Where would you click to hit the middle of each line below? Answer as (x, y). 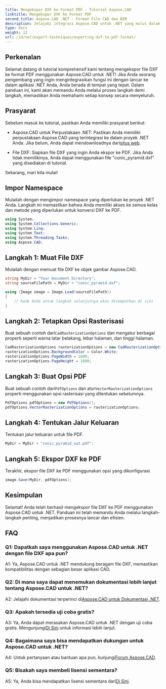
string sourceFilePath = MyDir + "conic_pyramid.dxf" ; (63, 283)
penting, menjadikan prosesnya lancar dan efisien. (73, 517)
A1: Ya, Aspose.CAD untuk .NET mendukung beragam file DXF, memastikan (82, 564)
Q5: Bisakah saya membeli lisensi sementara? (61, 670)
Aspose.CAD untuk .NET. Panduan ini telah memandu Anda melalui (73, 512)
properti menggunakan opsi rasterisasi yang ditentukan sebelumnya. (75, 393)
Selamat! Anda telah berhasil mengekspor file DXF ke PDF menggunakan (79, 507)
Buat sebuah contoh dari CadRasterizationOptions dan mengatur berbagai (80, 333)
